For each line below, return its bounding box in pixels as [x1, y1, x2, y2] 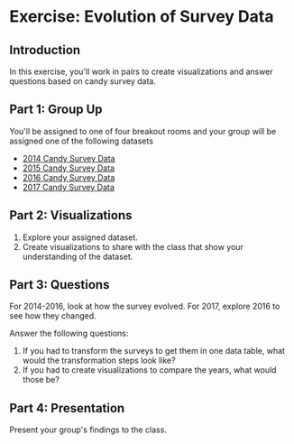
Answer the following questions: [9, 328, 129, 339]
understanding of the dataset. [22, 251, 133, 262]
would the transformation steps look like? [22, 355, 176, 366]
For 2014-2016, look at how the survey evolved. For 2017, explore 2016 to [9, 301, 280, 312]
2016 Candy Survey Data [22, 171, 115, 182]
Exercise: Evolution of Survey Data [9, 6, 274, 27]
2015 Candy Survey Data [22, 162, 115, 173]
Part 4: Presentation [9, 400, 125, 416]
